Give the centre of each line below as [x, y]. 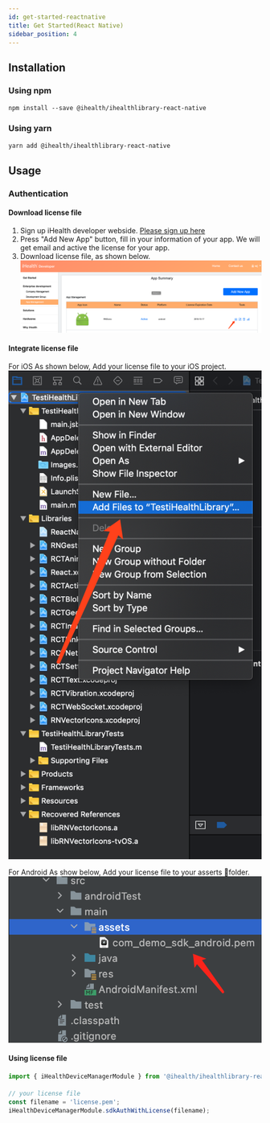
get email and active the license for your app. [95, 247]
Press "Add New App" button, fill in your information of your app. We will [140, 239]
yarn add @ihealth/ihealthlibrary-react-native [90, 146]
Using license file [38, 1059]
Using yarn [30, 128]
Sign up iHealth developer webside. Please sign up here [112, 230]
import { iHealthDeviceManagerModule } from [84, 1076]
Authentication [38, 193]
